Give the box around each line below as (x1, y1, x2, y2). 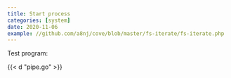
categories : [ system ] (7, 17, 71, 24)
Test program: (7, 49, 48, 58)
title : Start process (7, 10, 71, 18)
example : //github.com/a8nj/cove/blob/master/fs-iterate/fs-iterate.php (7, 30, 225, 37)
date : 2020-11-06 (7, 23, 58, 30)
